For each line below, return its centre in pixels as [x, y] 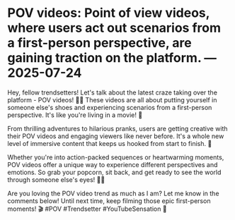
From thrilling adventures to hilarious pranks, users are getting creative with [117, 128]
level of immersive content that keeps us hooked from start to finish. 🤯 [110, 143]
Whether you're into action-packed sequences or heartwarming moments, [116, 157]
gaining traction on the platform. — [112, 58]
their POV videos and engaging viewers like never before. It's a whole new [116, 136]
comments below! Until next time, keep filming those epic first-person [109, 201]
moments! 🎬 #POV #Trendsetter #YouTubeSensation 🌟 [87, 209]
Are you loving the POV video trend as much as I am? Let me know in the [113, 193]
